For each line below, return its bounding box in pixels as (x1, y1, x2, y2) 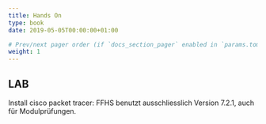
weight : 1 (8, 48, 41, 56)
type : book (8, 19, 44, 27)
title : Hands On (8, 11, 62, 20)
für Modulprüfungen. (8, 106, 77, 115)
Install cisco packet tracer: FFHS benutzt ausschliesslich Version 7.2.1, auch (8, 98, 255, 107)
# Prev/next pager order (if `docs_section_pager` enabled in (8, 40, 218, 48)
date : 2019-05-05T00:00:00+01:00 (8, 26, 119, 34)
